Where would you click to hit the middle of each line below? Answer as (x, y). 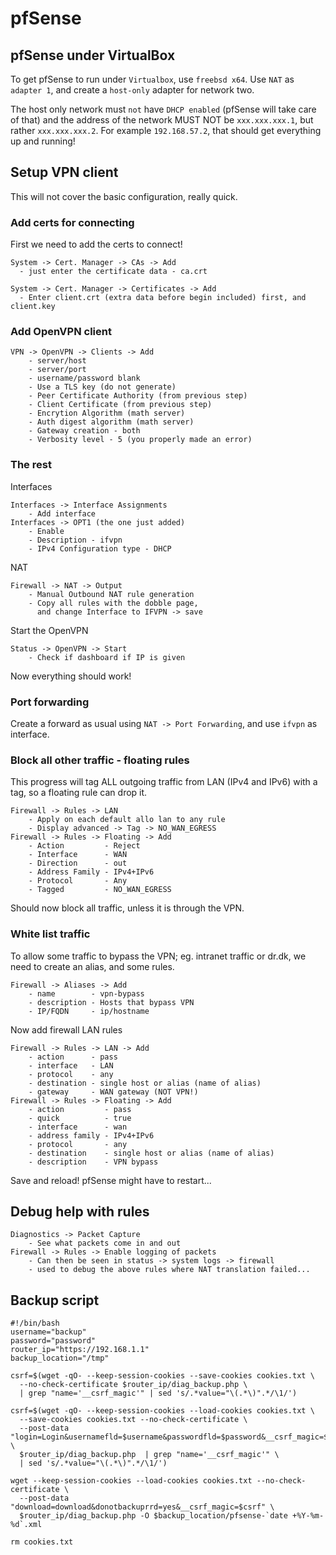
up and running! (43, 141)
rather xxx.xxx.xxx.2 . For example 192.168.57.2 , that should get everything (166, 130)
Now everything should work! (71, 676)
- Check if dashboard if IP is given (107, 657)
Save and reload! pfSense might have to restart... (111, 1180)
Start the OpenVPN (49, 630)
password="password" (53, 1341)
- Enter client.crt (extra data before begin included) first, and (163, 298)
